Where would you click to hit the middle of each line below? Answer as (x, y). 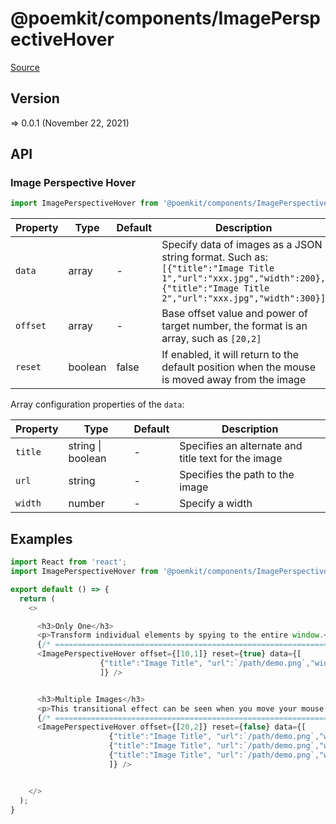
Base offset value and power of (234, 314)
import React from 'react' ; (69, 562)
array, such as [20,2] (211, 339)
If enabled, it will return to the (230, 355)
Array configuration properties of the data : (97, 404)
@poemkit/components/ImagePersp (165, 18)
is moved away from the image (234, 380)
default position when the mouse (239, 367)
